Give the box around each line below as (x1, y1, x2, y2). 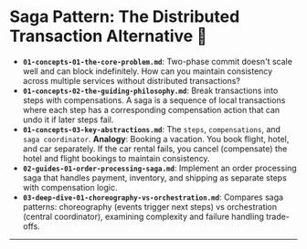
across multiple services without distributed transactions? (22, 75, 240, 86)
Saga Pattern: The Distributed (9, 6, 240, 27)
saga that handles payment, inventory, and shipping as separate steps (22, 171, 288, 183)
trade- (266, 211, 291, 222)
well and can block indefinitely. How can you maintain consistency (22, 66, 273, 77)
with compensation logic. (22, 182, 118, 192)
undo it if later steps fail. (22, 114, 114, 125)
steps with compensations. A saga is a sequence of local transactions (22, 94, 286, 106)
